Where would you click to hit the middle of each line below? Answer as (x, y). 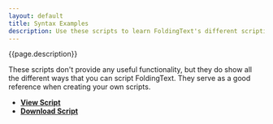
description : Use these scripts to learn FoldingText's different (123, 31)
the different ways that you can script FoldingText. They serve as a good (130, 79)
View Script (40, 103)
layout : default (36, 16)
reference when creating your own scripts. (80, 87)
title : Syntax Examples (49, 24)
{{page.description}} (43, 54)
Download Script (49, 111)
